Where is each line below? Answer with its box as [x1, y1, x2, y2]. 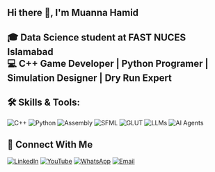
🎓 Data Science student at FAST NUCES [7, 31, 186, 43]
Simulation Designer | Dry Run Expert [7, 72, 173, 84]
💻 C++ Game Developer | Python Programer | [7, 57, 209, 70]
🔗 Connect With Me [7, 139, 93, 150]
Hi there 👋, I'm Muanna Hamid [7, 7, 139, 19]
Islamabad [7, 46, 54, 58]
